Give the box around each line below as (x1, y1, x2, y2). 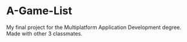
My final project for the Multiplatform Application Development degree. (6, 24, 182, 31)
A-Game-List (6, 4, 73, 18)
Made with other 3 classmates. (6, 30, 83, 37)
